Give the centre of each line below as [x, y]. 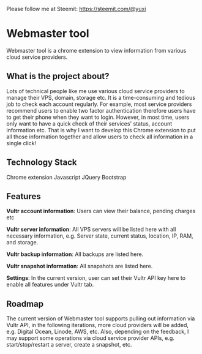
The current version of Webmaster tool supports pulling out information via [101, 318]
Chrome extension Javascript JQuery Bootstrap [66, 177]
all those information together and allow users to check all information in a [100, 137]
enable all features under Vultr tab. [50, 285]
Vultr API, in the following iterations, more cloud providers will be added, [97, 325]
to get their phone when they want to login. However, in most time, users [98, 117]
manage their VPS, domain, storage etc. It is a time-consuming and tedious [101, 97]
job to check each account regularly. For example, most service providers [99, 104]
